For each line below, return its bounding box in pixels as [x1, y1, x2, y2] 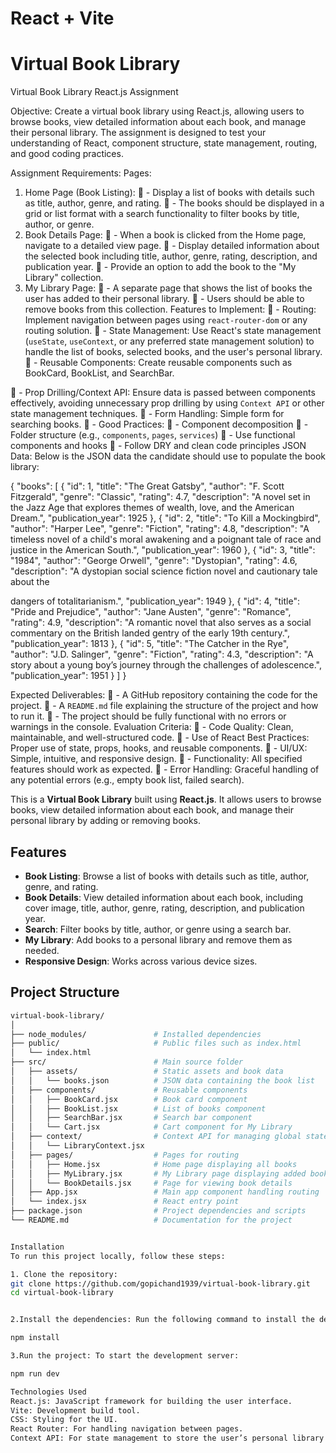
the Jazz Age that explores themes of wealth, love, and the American [10, 502, 295, 514]
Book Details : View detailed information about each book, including [24, 891, 304, 903]
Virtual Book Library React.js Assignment [10, 86, 179, 98]
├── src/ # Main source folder [10, 1057, 244, 1067]
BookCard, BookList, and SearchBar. [24, 367, 175, 379]
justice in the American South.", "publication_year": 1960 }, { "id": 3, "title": [10, 544, 316, 556]
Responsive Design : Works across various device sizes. [24, 955, 258, 967]
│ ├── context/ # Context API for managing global [10, 1132, 302, 1142]
